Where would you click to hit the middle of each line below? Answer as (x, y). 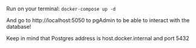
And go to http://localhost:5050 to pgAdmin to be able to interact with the (98, 20)
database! (19, 27)
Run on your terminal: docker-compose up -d (61, 9)
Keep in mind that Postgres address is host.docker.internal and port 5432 (98, 38)
